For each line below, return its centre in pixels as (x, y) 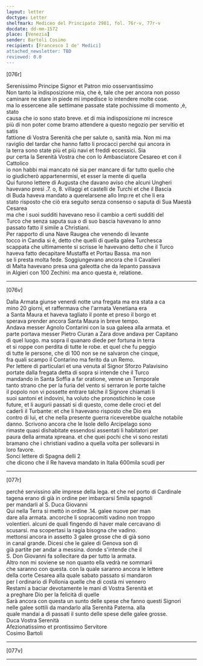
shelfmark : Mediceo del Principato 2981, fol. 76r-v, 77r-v (84, 23)
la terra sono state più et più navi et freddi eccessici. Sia (76, 150)
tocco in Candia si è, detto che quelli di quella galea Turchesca (84, 240)
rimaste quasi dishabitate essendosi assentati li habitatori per (82, 430)
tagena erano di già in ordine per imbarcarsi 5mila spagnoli (79, 498)
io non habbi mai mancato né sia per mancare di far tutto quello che (90, 170)
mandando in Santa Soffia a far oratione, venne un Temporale (83, 378)
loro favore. (21, 449)
